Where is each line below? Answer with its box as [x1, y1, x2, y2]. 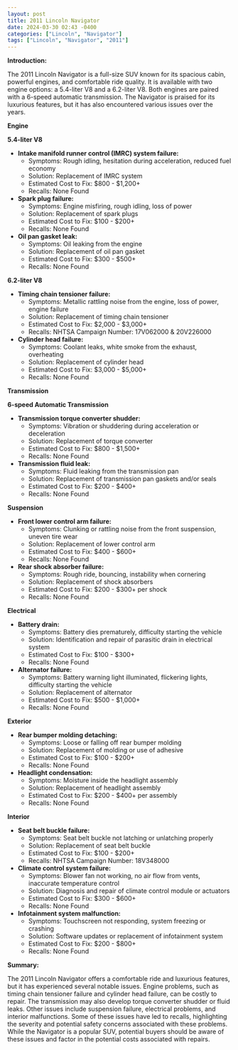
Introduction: [7, 56, 48, 65]
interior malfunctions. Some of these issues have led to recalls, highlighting [7, 1012, 227, 1021]
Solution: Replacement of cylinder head [28, 358, 144, 367]
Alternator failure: [17, 666, 72, 674]
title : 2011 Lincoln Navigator [7, 17, 100, 24]
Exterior [7, 717, 32, 725]
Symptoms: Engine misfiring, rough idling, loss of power [28, 202, 193, 210]
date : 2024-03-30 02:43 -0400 [7, 23, 97, 31]
